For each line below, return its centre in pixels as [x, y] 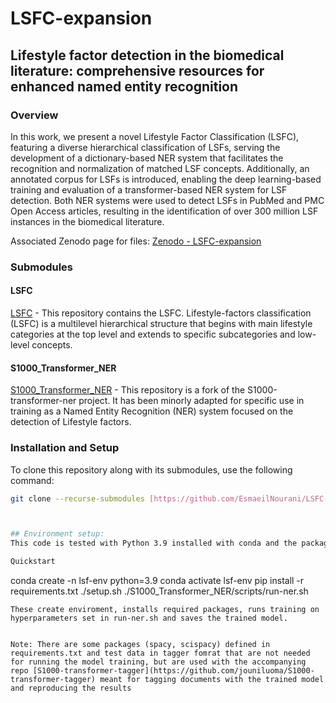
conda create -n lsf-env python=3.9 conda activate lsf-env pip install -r [157, 580]
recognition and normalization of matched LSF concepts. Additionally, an [160, 168]
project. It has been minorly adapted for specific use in [191, 401]
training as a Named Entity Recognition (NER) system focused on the [152, 411]
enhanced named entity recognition [124, 86]
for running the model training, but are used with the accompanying [158, 662]
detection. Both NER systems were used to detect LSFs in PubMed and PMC [167, 200]
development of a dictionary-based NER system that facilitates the [147, 158]
